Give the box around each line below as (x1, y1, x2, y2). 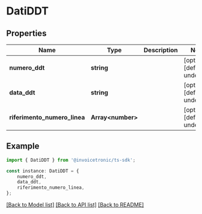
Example (6, 141, 40, 151)
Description (143, 46, 179, 54)
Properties (6, 28, 47, 38)
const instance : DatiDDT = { (6, 168, 79, 174)
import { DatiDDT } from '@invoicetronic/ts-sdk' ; (6, 157, 136, 163)
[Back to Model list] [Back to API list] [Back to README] (6, 201, 144, 209)
